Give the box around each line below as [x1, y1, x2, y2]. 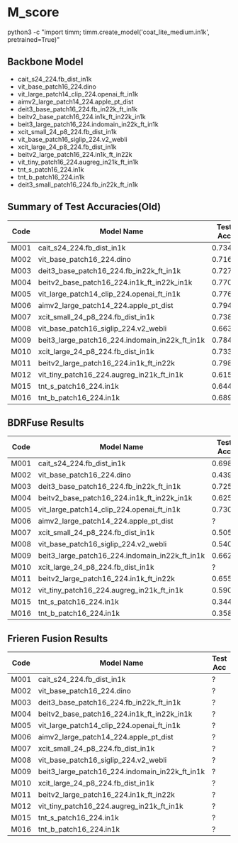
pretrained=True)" [7, 35, 60, 43]
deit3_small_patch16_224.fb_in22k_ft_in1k [17, 180, 139, 189]
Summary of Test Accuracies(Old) [7, 201, 161, 213]
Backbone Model [7, 56, 84, 68]
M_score [7, 4, 59, 21]
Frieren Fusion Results [7, 632, 108, 644]
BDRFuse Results [7, 417, 84, 429]
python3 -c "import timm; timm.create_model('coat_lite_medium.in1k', [7, 28, 210, 36]
